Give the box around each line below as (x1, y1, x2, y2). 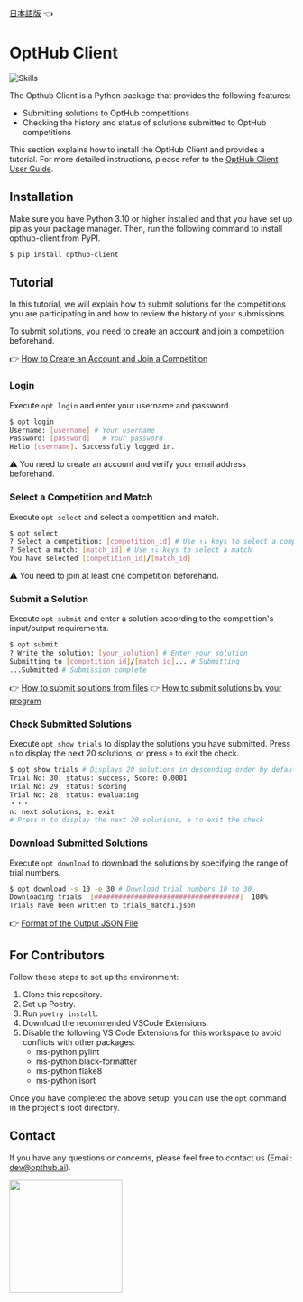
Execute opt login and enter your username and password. (9, 399, 232, 410)
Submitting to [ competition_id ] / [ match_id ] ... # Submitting (9, 657, 241, 666)
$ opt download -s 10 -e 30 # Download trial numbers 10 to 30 (9, 885, 252, 894)
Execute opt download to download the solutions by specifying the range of (9, 857, 289, 868)
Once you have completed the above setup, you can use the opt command (9, 1092, 287, 1103)
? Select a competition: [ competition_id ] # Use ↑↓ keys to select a (9, 537, 277, 546)
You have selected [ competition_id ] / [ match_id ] (9, 554, 192, 564)
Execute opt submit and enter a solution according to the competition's (9, 613, 274, 624)
